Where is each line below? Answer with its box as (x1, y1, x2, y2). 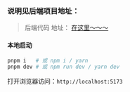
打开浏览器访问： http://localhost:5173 (7, 77, 123, 86)
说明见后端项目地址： (7, 6, 79, 15)
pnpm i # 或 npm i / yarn (7, 57, 89, 64)
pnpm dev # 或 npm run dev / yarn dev (7, 63, 120, 71)
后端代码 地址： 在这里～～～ (24, 23, 109, 32)
